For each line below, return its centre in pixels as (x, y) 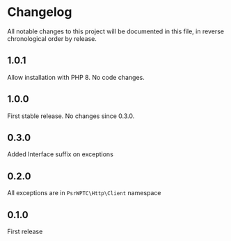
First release (25, 231)
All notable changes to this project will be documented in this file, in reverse (116, 31)
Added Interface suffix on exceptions (60, 154)
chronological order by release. (52, 38)
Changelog (40, 12)
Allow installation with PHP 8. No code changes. (76, 77)
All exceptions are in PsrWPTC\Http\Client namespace (84, 193)
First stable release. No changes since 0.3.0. (71, 116)
